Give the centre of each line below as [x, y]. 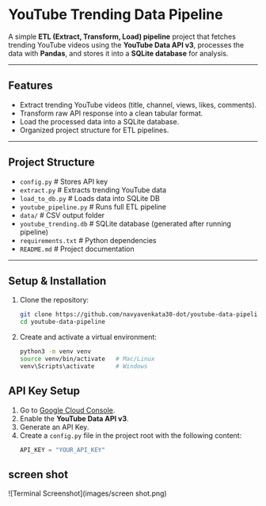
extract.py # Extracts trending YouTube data [93, 190]
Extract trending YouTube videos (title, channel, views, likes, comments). [138, 105]
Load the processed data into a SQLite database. [99, 121]
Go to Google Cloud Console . [67, 410]
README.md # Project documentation [77, 249]
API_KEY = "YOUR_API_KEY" [62, 450]
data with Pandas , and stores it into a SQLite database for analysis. [118, 53]
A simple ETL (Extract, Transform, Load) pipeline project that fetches [122, 36]
